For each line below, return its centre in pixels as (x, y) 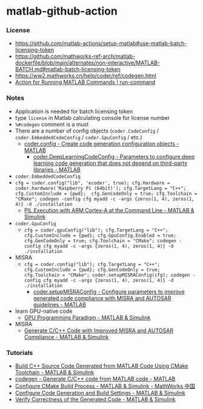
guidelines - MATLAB (60, 304)
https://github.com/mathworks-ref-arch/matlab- (75, 57)
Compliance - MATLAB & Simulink (66, 337)
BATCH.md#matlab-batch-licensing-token (68, 69)
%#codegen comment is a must (52, 124)
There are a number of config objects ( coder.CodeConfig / (87, 131)
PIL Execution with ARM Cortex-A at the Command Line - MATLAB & (109, 210)
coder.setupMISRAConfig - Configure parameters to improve (109, 292)
